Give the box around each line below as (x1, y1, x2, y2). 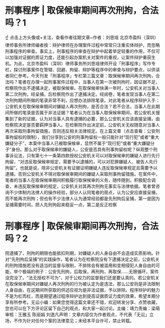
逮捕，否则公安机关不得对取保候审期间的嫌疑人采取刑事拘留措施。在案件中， (5, 171, 160, 177)
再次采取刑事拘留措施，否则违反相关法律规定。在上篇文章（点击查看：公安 (5, 128, 156, 134)
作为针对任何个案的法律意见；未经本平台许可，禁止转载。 (18, 318, 134, 324)
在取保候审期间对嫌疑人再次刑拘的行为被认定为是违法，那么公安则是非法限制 (5, 281, 160, 287)
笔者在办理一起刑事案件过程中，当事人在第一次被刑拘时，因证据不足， (18, 79, 160, 84)
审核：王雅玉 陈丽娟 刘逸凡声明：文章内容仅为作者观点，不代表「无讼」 (5, 311, 150, 317)
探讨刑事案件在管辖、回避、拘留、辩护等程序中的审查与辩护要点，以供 (13, 66, 156, 72)
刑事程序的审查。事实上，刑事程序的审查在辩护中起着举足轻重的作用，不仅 (5, 48, 156, 54)
